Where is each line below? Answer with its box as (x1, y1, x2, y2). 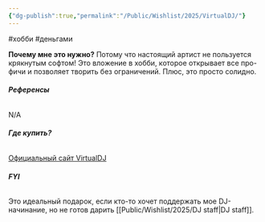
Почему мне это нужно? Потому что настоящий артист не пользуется (8, 49, 251, 59)
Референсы (8, 85, 50, 95)
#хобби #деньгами (8, 34, 73, 43)
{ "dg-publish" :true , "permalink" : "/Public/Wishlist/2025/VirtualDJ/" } (8, 11, 247, 20)
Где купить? (8, 128, 52, 138)
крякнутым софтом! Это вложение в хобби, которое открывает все (8, 58, 239, 68)
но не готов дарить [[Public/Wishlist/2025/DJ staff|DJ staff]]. (49, 205, 255, 215)
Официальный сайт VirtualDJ (8, 154, 107, 163)
